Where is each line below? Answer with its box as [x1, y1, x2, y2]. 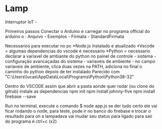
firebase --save [5, 93, 36, 99]
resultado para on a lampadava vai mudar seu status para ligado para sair [5, 113, 153, 119]
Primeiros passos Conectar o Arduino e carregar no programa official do [5, 28, 150, 34]
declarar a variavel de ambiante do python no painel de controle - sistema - [5, 53, 157, 59]
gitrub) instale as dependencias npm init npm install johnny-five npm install [5, 88, 155, 94]
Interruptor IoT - [5, 19, 37, 25]
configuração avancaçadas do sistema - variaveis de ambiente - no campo [5, 58, 156, 64]
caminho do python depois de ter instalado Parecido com [5, 68, 120, 74]
